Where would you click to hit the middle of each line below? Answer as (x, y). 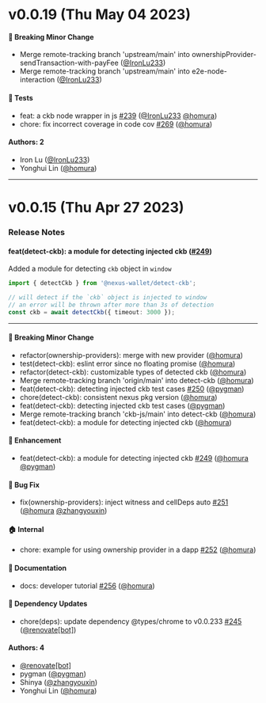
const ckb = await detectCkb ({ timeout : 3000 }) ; (92, 312)
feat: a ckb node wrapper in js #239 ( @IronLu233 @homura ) (118, 116)
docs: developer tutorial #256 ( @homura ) (87, 585)
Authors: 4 (27, 648)
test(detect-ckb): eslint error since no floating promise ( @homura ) (127, 363)
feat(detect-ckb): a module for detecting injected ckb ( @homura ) (125, 422)
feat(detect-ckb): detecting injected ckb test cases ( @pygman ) (122, 405)
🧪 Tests (21, 97)
